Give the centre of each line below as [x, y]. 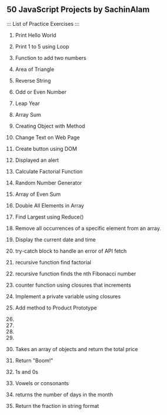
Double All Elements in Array [50, 205]
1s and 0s [27, 372]
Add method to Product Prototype [56, 308]
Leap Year [28, 103]
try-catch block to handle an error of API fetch [71, 251]
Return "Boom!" [34, 360]
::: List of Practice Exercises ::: [43, 23]
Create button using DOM [46, 148]
